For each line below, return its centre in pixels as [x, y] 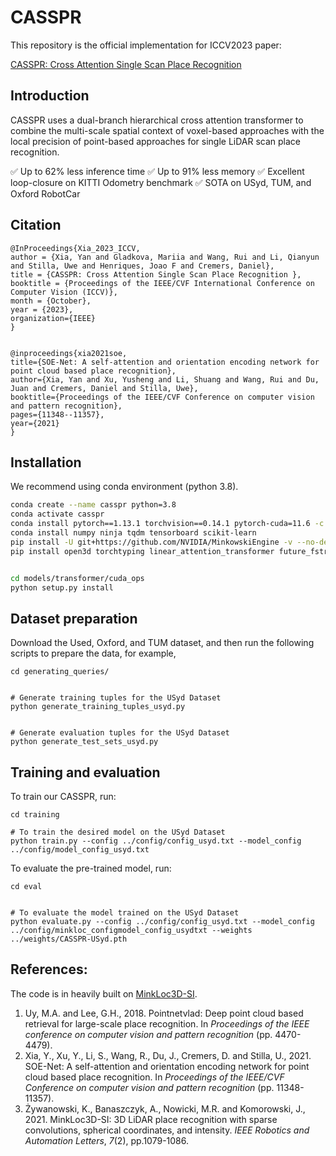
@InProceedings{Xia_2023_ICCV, [75, 248]
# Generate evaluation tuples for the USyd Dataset [120, 733]
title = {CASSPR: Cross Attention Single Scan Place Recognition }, [156, 274]
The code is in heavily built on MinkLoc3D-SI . [104, 993]
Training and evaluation [85, 772]
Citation [36, 225]
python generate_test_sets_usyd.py [84, 742]
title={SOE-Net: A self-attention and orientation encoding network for [165, 362]
